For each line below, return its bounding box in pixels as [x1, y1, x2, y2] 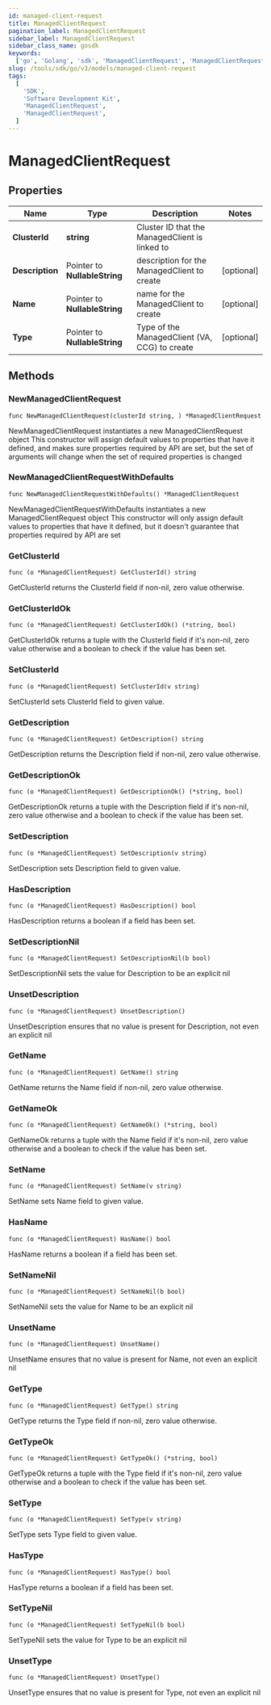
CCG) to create [136, 341, 194, 352]
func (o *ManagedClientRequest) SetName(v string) [8, 1182, 182, 1190]
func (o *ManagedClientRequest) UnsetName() [8, 1341, 161, 1349]
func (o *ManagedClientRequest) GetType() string [8, 1401, 179, 1410]
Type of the [136, 321, 180, 332]
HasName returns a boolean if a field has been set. [8, 1249, 177, 1259]
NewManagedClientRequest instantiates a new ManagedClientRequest [8, 426, 244, 436]
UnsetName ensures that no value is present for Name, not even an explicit [8, 1354, 258, 1364]
